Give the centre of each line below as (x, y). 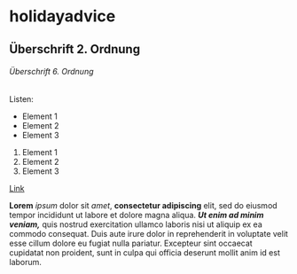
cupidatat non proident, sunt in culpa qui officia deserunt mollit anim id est (145, 252)
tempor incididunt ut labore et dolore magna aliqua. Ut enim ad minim (137, 215)
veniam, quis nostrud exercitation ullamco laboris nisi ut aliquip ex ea (136, 224)
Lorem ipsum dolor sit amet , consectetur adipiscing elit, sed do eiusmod (143, 205)
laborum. (26, 262)
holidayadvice (63, 16)
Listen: (21, 98)
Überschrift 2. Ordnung (74, 49)
